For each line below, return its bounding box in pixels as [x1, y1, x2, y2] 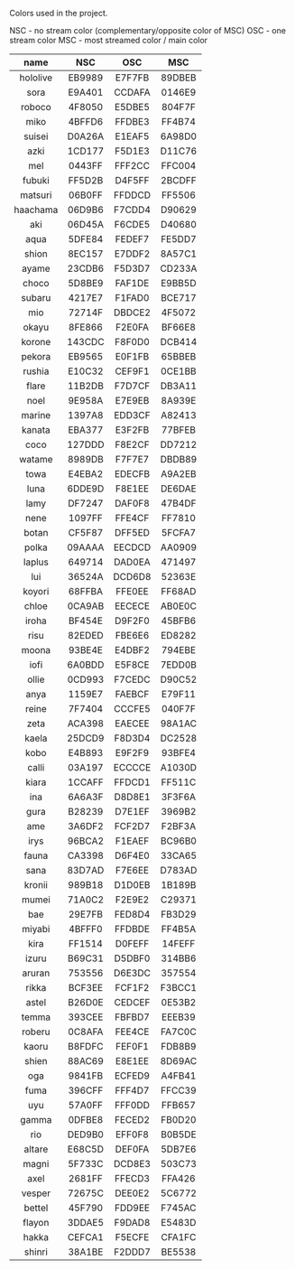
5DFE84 [68, 233, 104, 245]
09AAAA [67, 541, 105, 554]
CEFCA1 [67, 1231, 104, 1243]
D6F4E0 [114, 849, 151, 862]
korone [21, 336, 51, 348]
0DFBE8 [68, 1114, 104, 1125]
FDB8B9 [161, 1041, 197, 1052]
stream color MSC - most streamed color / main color [9, 35, 208, 45]
